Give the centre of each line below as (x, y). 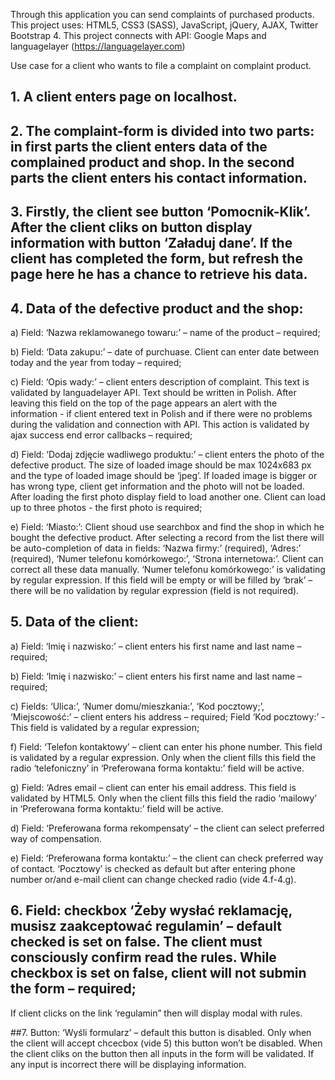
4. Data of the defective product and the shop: (157, 308)
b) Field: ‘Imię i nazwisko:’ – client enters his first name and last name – (156, 676)
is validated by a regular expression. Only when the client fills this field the (163, 757)
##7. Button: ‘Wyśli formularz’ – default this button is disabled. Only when (161, 1032)
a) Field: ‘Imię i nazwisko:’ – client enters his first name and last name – (156, 646)
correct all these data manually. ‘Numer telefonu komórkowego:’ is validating (168, 569)
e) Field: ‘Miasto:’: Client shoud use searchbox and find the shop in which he (167, 526)
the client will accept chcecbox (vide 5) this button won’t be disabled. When (166, 1043)
